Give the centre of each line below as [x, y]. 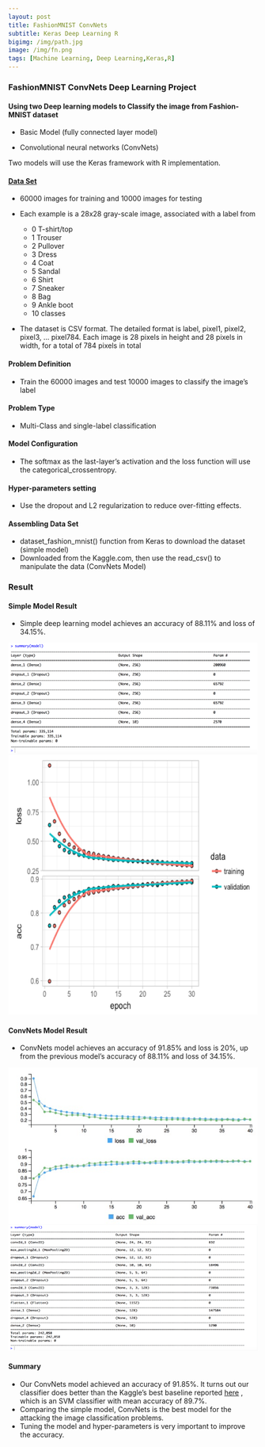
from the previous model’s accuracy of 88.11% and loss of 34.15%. [127, 1056]
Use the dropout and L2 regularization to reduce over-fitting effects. [131, 506]
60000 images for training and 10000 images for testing [111, 199]
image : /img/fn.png [40, 50]
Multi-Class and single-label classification [88, 426]
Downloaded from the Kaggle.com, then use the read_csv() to [120, 558]
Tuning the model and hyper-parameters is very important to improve [132, 1426]
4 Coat [42, 263]
